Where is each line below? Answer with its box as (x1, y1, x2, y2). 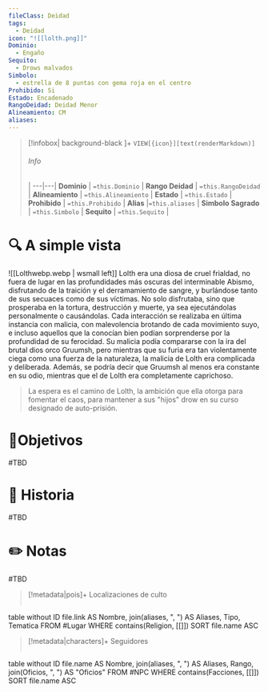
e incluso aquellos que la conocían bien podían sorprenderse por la (8, 328, 230, 338)
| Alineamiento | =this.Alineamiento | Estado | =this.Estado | (27, 190, 232, 200)
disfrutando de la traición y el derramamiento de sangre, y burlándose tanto (8, 285, 258, 295)
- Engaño (15, 49, 45, 57)
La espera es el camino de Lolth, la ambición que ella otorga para (27, 386, 243, 396)
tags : (8, 19, 26, 27)
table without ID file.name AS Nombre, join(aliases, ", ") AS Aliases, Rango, (8, 658, 254, 668)
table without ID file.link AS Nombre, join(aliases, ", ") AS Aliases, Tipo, (8, 612, 241, 621)
